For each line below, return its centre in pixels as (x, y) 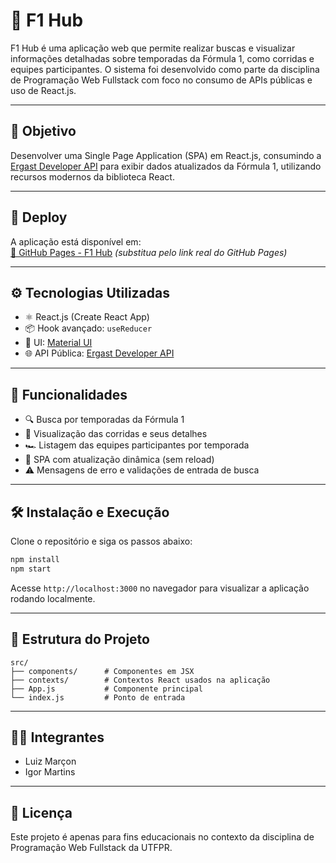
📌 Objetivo (43, 131)
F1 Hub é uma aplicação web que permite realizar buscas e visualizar (153, 48)
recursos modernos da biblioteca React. (92, 176)
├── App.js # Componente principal (106, 689)
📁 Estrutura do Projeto (80, 639)
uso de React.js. (43, 90)
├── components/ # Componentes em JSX (102, 671)
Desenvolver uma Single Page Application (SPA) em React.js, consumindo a (166, 155)
